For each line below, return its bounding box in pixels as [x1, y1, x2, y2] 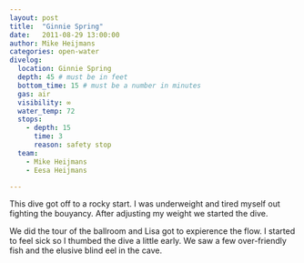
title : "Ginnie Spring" [9, 22, 104, 31]
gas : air [17, 89, 51, 98]
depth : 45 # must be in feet [17, 73, 128, 82]
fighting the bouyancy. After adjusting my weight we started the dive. [9, 208, 269, 219]
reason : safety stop [33, 140, 112, 149]
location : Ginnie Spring [17, 65, 112, 74]
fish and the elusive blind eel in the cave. [9, 245, 163, 256]
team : [17, 148, 39, 157]
